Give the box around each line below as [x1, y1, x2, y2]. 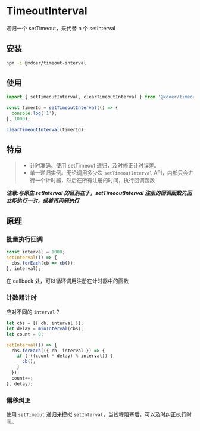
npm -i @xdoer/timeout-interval [6, 60, 86, 66]
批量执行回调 [6, 235, 43, 243]
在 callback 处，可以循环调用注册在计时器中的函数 [6, 277, 129, 284]
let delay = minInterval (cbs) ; [6, 325, 84, 331]
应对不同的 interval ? [6, 308, 60, 315]
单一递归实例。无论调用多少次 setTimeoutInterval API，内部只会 [29, 169, 189, 176]
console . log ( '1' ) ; [11, 110, 58, 117]
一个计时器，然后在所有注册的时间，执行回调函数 [35, 176, 155, 184]
